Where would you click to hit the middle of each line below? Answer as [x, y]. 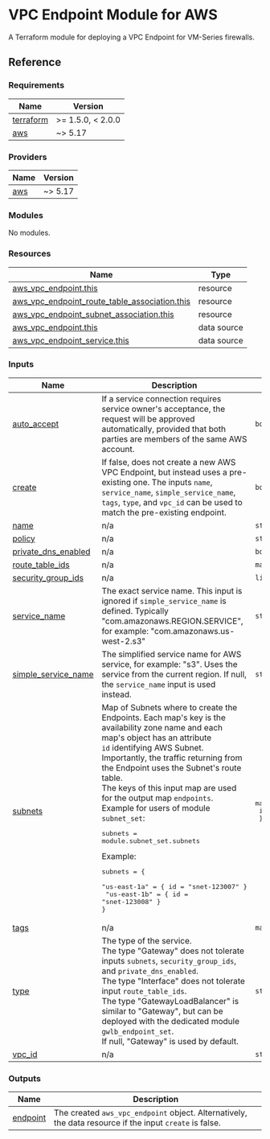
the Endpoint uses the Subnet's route [172, 767]
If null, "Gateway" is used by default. [170, 1041]
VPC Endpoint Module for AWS [113, 15]
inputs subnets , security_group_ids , [169, 960]
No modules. [29, 233]
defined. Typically [135, 611]
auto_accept [36, 424]
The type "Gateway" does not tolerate [173, 951]
